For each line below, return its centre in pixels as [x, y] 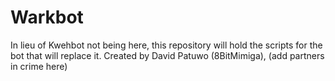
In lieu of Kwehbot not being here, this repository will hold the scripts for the [166, 45]
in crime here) [39, 66]
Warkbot [47, 17]
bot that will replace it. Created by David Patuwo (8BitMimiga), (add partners [167, 55]
